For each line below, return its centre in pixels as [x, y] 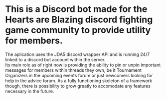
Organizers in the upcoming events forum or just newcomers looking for [79, 75]
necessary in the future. [30, 91]
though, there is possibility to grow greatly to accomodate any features [78, 86]
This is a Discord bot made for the [76, 9]
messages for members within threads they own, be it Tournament [74, 70]
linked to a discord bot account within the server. [55, 59]
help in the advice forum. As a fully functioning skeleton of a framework [79, 81]
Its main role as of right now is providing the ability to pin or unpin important [83, 65]
